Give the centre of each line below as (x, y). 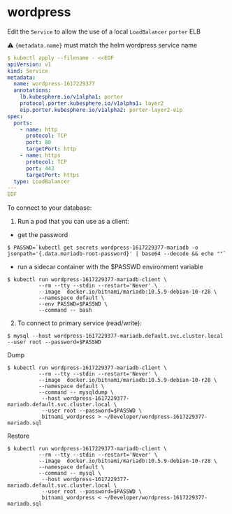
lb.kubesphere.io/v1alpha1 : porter (72, 97)
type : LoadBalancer (42, 181)
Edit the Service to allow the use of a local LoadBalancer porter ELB (104, 31)
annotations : (32, 91)
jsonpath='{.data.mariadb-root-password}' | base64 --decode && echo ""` (117, 254)
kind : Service (28, 71)
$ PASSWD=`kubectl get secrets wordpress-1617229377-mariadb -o (103, 248)
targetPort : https (52, 175)
